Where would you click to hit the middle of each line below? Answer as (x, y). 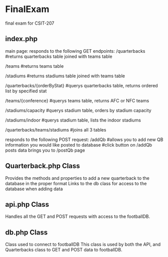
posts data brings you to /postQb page (45, 150)
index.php (21, 39)
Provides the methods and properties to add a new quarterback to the (77, 178)
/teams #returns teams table (35, 66)
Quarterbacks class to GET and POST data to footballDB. (64, 250)
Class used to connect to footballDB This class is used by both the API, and (83, 244)
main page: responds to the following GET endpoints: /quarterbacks (75, 51)
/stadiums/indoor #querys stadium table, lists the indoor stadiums (73, 120)
